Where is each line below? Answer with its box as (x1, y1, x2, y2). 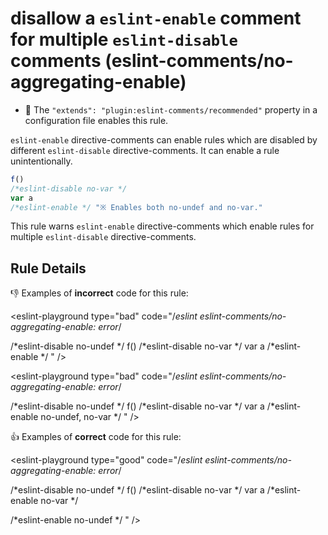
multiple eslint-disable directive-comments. (10, 231, 197, 243)
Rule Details (10, 260, 87, 277)
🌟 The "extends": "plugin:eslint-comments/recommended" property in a (24, 103, 318, 116)
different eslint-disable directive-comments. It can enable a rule (10, 144, 280, 156)
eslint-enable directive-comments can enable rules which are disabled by (10, 133, 318, 146)
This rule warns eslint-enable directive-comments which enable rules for (10, 220, 315, 232)
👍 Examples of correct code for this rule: (10, 431, 182, 443)
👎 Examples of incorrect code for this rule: (10, 287, 189, 299)
